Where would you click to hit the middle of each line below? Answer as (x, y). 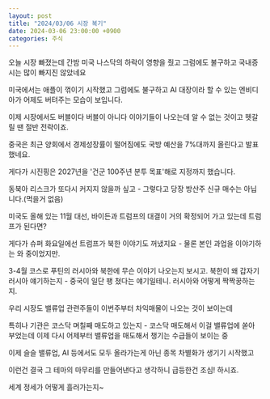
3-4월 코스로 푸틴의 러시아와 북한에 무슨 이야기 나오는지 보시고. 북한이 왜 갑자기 (134, 271)
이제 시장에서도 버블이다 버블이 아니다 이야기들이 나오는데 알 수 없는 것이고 (126, 117)
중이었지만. (43, 254)
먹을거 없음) (44, 199)
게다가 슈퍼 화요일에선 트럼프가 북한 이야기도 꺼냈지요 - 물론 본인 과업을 (121, 244)
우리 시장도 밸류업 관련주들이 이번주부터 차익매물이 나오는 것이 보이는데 (120, 308)
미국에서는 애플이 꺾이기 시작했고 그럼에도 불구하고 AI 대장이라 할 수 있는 (123, 90)
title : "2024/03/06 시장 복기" (58, 23)
